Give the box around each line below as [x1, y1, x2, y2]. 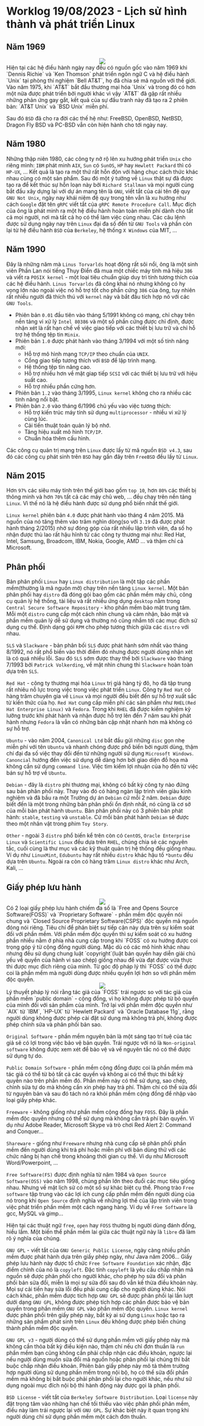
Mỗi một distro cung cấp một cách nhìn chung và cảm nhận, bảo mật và [6, 610, 189, 618]
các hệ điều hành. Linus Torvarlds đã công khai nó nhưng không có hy [6, 280, 186, 287]
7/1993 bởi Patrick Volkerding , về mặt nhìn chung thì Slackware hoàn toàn [6, 661, 194, 668]
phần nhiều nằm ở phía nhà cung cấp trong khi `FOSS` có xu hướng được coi [6, 937, 198, 945]
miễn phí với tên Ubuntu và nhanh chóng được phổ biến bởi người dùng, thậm [6, 744, 199, 751]
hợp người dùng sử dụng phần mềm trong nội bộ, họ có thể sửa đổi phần [6, 1369, 189, 1376]
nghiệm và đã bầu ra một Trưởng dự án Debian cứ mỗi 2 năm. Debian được [6, 794, 191, 802]
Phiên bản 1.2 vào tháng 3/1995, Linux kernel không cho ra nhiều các [15, 389, 192, 397]
